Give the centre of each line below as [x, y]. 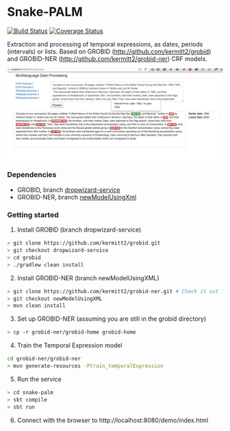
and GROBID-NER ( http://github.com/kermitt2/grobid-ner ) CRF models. [107, 58]
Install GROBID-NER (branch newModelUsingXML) [88, 278]
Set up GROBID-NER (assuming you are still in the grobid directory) [112, 319]
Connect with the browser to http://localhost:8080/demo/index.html [113, 420]
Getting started [33, 214]
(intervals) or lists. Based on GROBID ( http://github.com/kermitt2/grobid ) [109, 51]
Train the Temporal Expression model [69, 345]
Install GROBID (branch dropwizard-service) [79, 230]
